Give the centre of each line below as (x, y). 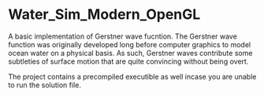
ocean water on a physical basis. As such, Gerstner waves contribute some (130, 53)
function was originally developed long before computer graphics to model (129, 44)
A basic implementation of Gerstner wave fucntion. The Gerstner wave (123, 36)
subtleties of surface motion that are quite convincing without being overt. (128, 61)
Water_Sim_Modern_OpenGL (104, 15)
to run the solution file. (45, 85)
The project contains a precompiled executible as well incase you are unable (132, 76)
